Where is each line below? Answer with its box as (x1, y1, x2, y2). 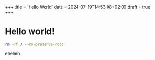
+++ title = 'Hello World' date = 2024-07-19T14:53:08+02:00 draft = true (5, 4, 151, 10)
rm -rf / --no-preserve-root (5, 42, 64, 47)
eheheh (5, 50, 20, 56)
